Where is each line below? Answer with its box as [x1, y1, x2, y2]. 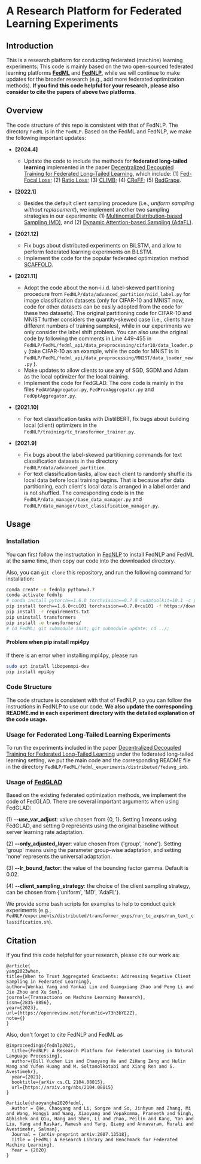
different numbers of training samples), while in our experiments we [23, 322, 191, 329]
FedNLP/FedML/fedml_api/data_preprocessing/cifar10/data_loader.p [23, 342, 193, 348]
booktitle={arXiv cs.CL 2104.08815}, [11, 1079, 106, 1086]
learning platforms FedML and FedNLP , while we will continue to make [6, 69, 181, 76]
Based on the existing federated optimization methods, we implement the [6, 792, 187, 799]
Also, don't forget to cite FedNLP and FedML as [6, 1031, 123, 1038]
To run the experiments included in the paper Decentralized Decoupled [6, 744, 181, 751]
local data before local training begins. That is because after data [23, 476, 184, 484]
